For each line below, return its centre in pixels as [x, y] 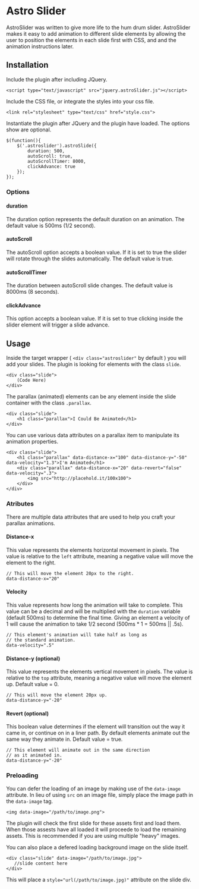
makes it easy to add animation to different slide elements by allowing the [96, 33]
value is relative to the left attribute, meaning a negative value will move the [100, 556]
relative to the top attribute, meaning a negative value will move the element [99, 678]
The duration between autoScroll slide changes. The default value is [90, 285]
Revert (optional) [28, 713]
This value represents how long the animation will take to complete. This [94, 605]
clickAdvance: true [52, 167]
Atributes [20, 504]
